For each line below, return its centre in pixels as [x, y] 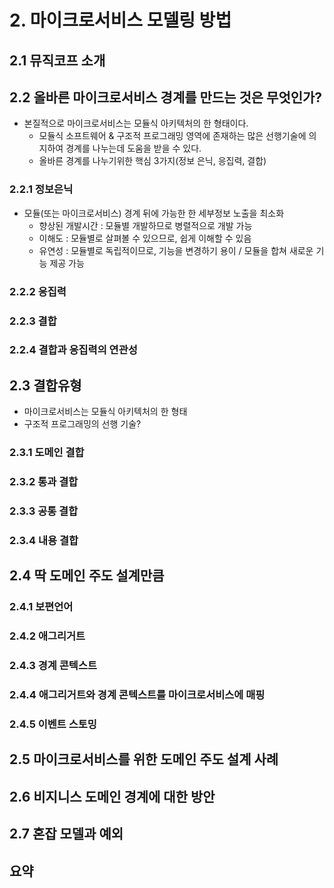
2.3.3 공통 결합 [44, 511]
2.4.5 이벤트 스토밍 [53, 724]
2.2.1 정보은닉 [41, 189]
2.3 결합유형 [45, 385]
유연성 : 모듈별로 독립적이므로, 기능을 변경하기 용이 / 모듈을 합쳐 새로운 [176, 250]
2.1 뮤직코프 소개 [57, 60]
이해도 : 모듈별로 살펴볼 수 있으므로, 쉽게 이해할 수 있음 [145, 238]
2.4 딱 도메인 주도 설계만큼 [87, 576]
